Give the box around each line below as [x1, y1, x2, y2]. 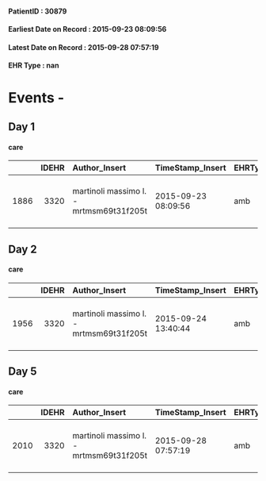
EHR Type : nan [8, 60, 59, 71]
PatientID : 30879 [8, 6, 67, 16]
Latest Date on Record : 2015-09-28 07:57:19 [8, 42, 160, 52]
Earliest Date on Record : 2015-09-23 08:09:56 [8, 25, 167, 34]
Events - [8, 88, 65, 106]
